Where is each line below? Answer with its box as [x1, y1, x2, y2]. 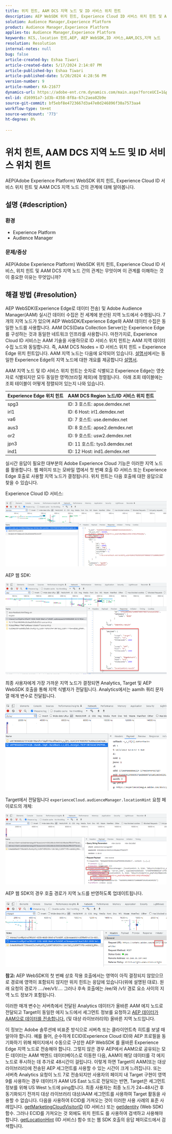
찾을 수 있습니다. [5, 480, 38, 486]
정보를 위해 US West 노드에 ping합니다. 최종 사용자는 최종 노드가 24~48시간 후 [5, 1085, 164, 1091]
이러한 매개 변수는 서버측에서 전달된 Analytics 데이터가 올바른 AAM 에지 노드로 [5, 1003, 163, 1009]
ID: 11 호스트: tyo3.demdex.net [68, 440, 133, 447]
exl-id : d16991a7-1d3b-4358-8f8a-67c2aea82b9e [5, 95, 106, 100]
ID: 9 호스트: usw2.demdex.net [68, 433, 132, 439]
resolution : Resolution [5, 41, 56, 46]
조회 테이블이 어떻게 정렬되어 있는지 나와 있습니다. [5, 380, 105, 386]
